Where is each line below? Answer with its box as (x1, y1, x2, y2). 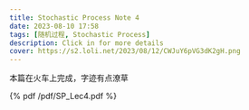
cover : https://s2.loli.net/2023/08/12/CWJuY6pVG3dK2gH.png (9, 47, 242, 56)
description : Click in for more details (9, 38, 165, 48)
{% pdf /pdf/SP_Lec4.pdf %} (9, 91, 118, 102)
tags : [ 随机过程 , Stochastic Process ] (9, 30, 151, 39)
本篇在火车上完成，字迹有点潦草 (9, 73, 129, 84)
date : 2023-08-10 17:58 (9, 22, 100, 31)
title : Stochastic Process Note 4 (9, 13, 140, 23)
